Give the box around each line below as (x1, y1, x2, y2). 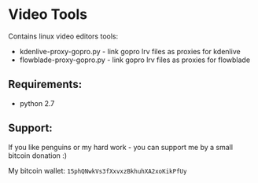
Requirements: (8, 78, 83, 91)
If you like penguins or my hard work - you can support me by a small (8, 142, 234, 152)
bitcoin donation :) (8, 151, 68, 160)
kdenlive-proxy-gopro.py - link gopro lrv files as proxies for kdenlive (19, 46, 241, 56)
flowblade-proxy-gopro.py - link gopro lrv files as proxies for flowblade (19, 55, 250, 64)
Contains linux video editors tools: (8, 31, 119, 41)
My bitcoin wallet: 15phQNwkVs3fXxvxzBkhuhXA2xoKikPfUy (8, 166, 187, 175)
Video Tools (8, 5, 88, 24)
